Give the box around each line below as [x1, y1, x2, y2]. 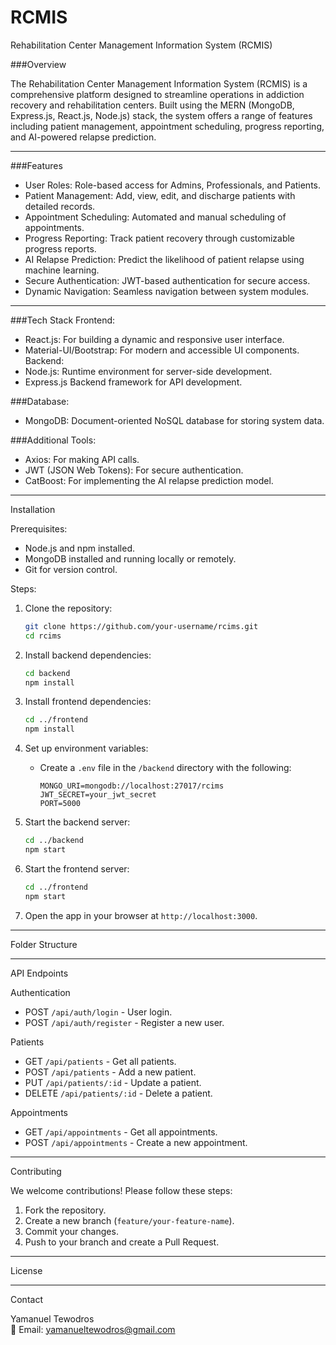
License [10, 1264, 43, 1276]
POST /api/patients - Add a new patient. [24, 1066, 197, 1078]
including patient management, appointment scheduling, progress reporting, [10, 120, 325, 132]
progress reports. [24, 242, 97, 255]
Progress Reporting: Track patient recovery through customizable [24, 232, 296, 244]
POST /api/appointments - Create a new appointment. [24, 1136, 248, 1148]
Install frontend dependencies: [24, 696, 152, 708]
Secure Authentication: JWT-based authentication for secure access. [24, 274, 311, 286]
